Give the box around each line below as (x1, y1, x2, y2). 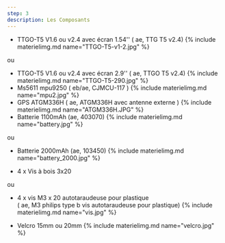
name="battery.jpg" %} (16, 120, 83, 128)
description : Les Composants (7, 16, 90, 23)
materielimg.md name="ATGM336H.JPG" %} (16, 105, 144, 114)
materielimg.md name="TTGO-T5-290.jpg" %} (16, 76, 149, 84)
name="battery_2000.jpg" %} (16, 153, 101, 162)
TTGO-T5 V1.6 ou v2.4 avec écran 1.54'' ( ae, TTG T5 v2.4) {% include (16, 35, 216, 43)
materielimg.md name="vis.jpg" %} (16, 208, 117, 216)
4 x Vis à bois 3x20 (16, 167, 72, 175)
